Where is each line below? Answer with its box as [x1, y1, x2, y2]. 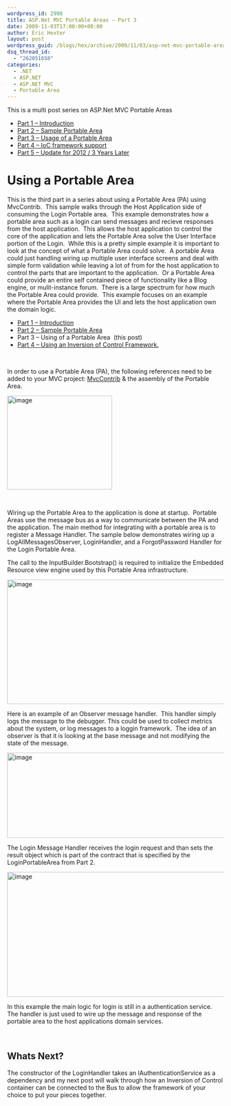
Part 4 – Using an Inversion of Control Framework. [16, 340, 159, 349]
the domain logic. [7, 305, 56, 314]
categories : [7, 61, 41, 68]
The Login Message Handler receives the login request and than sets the [7, 843, 213, 852]
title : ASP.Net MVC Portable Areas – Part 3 [7, 17, 137, 23]
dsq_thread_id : [7, 49, 51, 56]
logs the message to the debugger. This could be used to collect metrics [7, 717, 212, 726]
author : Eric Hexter [7, 29, 67, 37]
